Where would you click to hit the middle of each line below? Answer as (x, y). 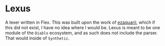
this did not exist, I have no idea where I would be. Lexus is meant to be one (83, 27)
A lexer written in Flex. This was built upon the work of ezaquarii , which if (80, 22)
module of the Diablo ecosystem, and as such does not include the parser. (82, 33)
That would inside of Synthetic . (37, 38)
